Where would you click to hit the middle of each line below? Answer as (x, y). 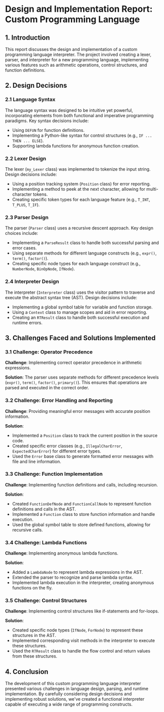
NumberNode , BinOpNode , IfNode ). (43, 269)
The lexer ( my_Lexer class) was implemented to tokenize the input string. (78, 169)
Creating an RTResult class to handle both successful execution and (81, 317)
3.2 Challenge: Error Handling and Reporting (59, 401)
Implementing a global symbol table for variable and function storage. (82, 307)
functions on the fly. (32, 588)
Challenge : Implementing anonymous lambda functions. (62, 553)
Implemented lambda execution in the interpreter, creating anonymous (83, 583)
